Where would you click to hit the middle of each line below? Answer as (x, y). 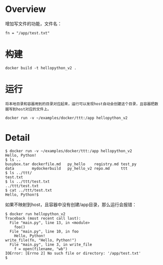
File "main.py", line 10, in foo (44, 231)
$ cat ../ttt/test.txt (29, 190)
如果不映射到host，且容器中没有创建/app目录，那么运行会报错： (71, 204)
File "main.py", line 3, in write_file (51, 245)
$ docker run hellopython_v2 (35, 214)
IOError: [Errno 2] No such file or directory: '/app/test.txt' (73, 253)
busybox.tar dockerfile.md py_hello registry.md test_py (71, 164)
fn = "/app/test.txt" (28, 33)
